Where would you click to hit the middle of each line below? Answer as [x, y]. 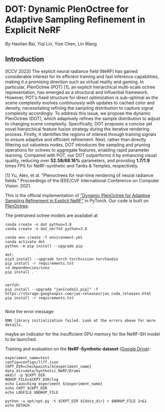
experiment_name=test [27, 358]
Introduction [25, 60]
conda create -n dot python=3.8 [38, 224]
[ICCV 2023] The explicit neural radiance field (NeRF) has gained [71, 71]
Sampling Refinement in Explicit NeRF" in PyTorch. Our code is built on [77, 201]
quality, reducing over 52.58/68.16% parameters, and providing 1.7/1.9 [78, 160]
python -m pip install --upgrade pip [44, 246]
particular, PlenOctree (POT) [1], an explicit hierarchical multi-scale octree [80, 87]
